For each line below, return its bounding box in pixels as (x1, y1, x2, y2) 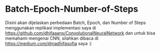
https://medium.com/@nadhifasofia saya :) (5, 40, 92, 46)
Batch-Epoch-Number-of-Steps (5, 3, 138, 15)
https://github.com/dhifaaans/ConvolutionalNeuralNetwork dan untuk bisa (5, 30, 156, 36)
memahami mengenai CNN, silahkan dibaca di (5, 35, 98, 41)
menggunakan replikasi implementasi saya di (5, 25, 96, 30)
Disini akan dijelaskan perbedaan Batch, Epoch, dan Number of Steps (5, 20, 146, 25)
